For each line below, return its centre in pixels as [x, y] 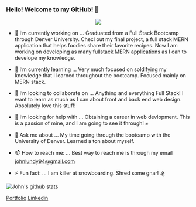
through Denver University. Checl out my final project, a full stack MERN [101, 39]
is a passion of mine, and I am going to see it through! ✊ [81, 123]
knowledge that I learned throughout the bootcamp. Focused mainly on [100, 76]
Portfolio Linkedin [27, 198]
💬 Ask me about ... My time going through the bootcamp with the [92, 135]
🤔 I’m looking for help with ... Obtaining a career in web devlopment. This [102, 117]
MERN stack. [30, 82]
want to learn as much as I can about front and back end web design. [98, 100]
